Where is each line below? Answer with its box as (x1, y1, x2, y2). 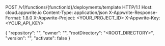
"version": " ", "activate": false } (5, 35, 70, 41)
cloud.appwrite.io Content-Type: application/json (5, 9, 108, 15)
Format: (5, 15, 22, 20)
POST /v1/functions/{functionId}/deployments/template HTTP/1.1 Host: (5, 4, 153, 10)
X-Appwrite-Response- (108, 9, 158, 15)
